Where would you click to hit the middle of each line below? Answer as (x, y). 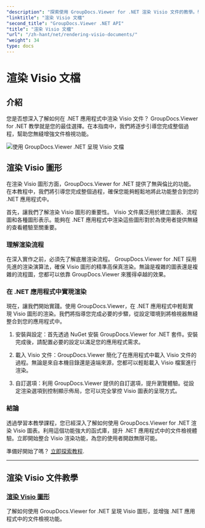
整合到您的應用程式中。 (36, 321)
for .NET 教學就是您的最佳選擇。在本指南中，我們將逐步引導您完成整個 (95, 126)
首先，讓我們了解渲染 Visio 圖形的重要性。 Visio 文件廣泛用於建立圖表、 (97, 212)
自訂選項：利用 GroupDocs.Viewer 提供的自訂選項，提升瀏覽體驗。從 (102, 383)
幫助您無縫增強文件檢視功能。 (54, 134)
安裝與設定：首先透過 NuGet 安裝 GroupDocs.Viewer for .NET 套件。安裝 (106, 334)
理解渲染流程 (25, 244)
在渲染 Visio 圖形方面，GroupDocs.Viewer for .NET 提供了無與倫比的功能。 (100, 183)
